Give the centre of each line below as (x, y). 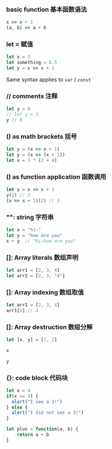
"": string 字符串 (30, 217)
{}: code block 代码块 (37, 378)
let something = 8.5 (32, 63)
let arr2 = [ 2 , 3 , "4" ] (36, 276)
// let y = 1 (22, 115)
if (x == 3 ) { (22, 396)
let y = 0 (18, 109)
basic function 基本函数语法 (47, 9)
